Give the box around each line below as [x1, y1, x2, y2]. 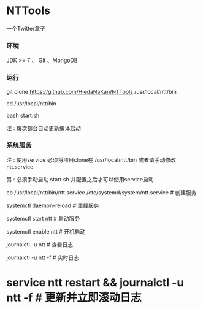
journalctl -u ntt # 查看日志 [6, 240, 74, 248]
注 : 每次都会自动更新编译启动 [6, 124, 81, 132]
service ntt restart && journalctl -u [6, 276, 184, 290]
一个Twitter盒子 [6, 25, 46, 32]
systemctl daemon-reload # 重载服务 [6, 202, 99, 209]
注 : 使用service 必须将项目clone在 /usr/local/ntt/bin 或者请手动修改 [6, 156, 176, 163]
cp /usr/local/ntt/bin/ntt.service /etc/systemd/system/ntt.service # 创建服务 [6, 188, 197, 196]
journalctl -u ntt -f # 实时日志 [6, 254, 80, 261]
